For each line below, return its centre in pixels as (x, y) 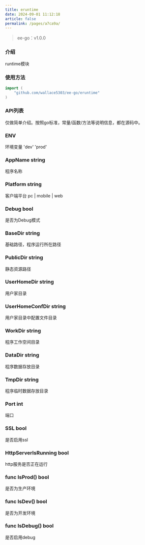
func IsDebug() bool (29, 526)
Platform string (23, 184)
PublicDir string (24, 257)
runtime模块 (17, 64)
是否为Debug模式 (23, 220)
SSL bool (16, 428)
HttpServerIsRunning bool (37, 452)
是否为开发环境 (20, 513)
